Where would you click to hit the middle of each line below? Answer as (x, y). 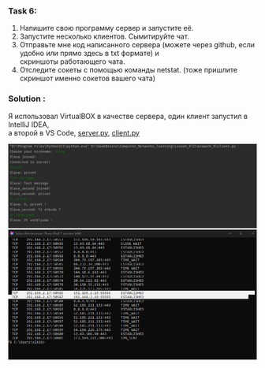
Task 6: (22, 11)
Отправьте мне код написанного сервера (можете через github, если (137, 45)
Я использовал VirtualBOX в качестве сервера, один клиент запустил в (128, 116)
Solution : (27, 99)
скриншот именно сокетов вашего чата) (88, 78)
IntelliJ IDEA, (29, 125)
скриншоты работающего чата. (72, 61)
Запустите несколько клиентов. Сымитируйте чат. (104, 36)
